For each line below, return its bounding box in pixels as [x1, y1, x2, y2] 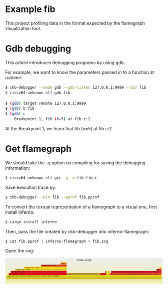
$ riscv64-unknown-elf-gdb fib [5, 90, 70, 95]
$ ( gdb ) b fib [5, 106, 35, 111]
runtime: [5, 74, 22, 81]
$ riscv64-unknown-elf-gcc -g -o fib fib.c [5, 175, 97, 180]
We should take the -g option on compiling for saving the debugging [5, 159, 146, 166]
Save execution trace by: [5, 184, 56, 190]
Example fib [5, 4, 56, 15]
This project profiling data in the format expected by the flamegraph [5, 20, 145, 26]
